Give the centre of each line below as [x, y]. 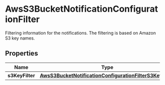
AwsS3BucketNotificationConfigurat [82, 9]
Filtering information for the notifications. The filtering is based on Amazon [81, 33]
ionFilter [23, 19]
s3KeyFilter [21, 75]
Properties [22, 53]
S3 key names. [20, 38]
